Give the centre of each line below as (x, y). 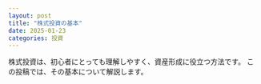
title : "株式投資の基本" (45, 23)
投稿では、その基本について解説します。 (81, 72)
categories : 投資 (36, 38)
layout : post (30, 16)
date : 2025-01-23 (37, 30)
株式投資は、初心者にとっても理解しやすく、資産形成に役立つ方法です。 (127, 62)
